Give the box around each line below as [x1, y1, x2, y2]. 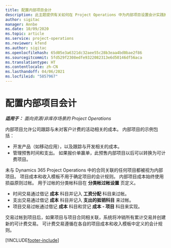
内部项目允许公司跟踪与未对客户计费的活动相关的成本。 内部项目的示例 [5, 126, 154, 132]
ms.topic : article [5, 31, 44, 36]
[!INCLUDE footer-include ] [5, 237, 60, 243]
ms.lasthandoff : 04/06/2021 [5, 69, 65, 75]
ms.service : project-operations [5, 36, 74, 41]
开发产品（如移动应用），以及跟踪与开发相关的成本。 [12, 143, 122, 150]
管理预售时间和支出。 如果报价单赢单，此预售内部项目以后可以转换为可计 [12, 150, 166, 156]
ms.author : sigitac [5, 45, 47, 51]
